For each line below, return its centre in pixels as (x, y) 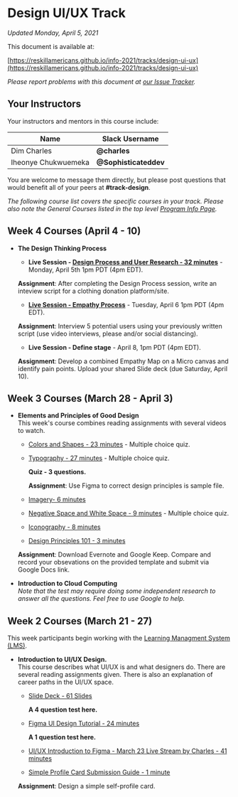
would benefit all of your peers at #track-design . (79, 187)
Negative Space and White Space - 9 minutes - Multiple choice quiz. (129, 513)
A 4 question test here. (63, 710)
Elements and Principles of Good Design (78, 416)
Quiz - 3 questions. (57, 472)
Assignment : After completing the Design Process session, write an (117, 283)
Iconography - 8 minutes (64, 527)
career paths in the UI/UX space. (65, 682)
